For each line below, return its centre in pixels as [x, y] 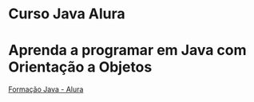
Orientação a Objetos [80, 67]
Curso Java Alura [67, 14]
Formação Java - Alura [46, 89]
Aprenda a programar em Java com [127, 51]
